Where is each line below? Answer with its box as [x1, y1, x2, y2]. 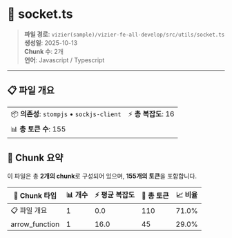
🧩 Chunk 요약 [7, 152, 64, 164]
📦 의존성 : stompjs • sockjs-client [10, 109, 122, 118]
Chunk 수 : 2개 [23, 47, 64, 55]
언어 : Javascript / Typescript [23, 55, 105, 64]
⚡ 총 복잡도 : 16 [127, 109, 175, 118]
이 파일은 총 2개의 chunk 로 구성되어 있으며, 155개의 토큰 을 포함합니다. [7, 172, 197, 180]
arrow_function [10, 219, 60, 229]
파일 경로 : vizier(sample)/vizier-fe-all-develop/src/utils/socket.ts [23, 30, 225, 38]
